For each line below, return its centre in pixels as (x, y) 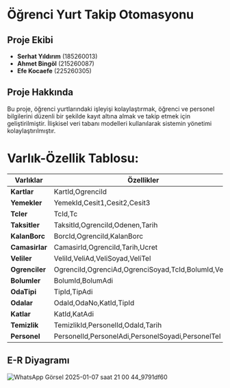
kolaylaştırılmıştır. (31, 131)
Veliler (21, 258)
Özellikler (143, 180)
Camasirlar (29, 247)
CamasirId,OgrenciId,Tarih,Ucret (106, 247)
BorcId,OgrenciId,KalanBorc (99, 236)
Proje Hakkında (40, 92)
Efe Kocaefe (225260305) (54, 71)
